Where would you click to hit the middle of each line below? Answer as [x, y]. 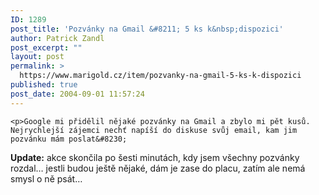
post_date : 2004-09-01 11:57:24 [77, 94]
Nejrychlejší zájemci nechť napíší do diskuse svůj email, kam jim [154, 130]
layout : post [37, 57]
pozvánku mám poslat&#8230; [69, 139]
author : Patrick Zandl [57, 38]
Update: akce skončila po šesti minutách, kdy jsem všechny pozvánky [155, 157]
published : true [44, 85]
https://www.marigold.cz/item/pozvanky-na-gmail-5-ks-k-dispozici [160, 76]
